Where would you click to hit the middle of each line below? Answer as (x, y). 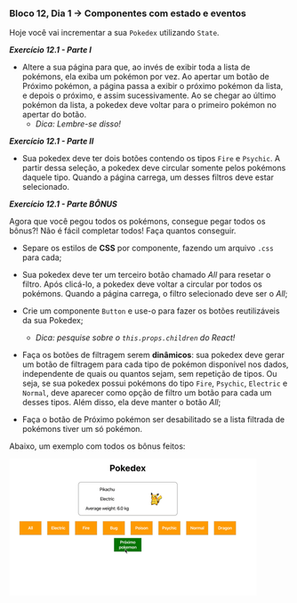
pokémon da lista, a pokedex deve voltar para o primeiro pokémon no (149, 105)
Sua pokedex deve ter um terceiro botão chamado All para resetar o (146, 275)
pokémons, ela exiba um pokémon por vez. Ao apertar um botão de (145, 77)
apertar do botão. (54, 115)
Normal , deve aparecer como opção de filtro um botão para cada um (147, 393)
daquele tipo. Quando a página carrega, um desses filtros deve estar (148, 177)
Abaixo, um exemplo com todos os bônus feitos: (97, 446)
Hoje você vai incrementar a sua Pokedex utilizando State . (114, 33)
